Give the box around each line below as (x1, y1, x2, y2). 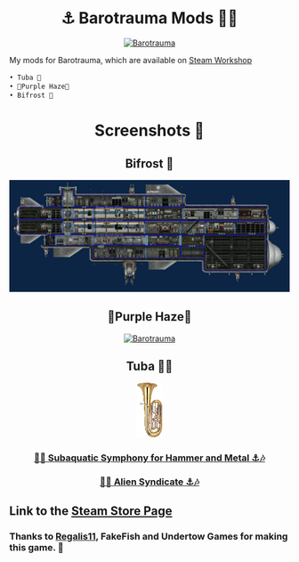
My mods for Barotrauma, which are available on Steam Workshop (9, 54, 253, 65)
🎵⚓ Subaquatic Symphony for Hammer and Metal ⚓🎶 (34, 452, 265, 464)
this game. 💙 (9, 541, 64, 553)
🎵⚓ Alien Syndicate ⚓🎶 (99, 476, 200, 488)
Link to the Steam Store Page (9, 503, 173, 518)
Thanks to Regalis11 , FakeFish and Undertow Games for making (9, 530, 288, 542)
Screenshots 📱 (94, 120, 205, 141)
